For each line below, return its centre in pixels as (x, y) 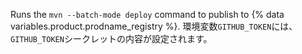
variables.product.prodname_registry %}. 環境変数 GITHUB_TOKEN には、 (154, 26)
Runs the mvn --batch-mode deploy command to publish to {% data (147, 14)
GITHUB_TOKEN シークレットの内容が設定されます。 (111, 38)
